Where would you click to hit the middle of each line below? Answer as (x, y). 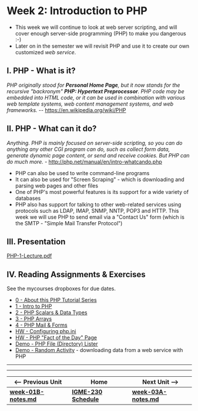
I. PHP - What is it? (41, 71)
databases (28, 198)
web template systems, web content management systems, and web (90, 104)
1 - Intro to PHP (33, 306)
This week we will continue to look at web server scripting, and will (96, 27)
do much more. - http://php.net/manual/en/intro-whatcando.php (84, 162)
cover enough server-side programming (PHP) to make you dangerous (101, 33)
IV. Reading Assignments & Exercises (76, 274)
